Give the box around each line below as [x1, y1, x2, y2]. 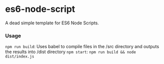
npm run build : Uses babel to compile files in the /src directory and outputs [5, 44, 160, 50]
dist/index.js [5, 54, 35, 59]
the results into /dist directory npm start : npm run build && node [5, 49, 136, 55]
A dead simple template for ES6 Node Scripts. [5, 20, 99, 26]
